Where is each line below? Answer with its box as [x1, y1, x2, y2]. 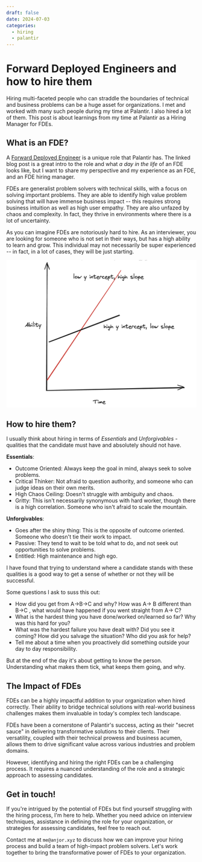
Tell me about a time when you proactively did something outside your [14, 639, 190, 646]
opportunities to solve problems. [14, 546, 96, 554]
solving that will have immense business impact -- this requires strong [6, 197, 181, 205]
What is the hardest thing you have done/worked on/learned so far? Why [14, 613, 196, 621]
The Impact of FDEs [6, 681, 81, 691]
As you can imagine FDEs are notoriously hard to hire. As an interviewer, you [6, 228, 197, 235]
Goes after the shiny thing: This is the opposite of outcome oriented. [14, 527, 185, 534]
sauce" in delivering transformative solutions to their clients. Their [6, 728, 170, 735]
